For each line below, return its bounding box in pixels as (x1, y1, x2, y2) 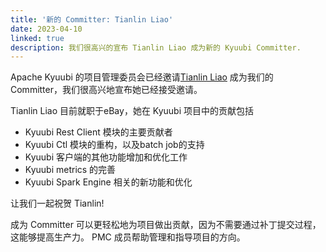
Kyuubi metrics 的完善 (24, 164, 117, 176)
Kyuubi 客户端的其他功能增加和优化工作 (24, 151, 188, 163)
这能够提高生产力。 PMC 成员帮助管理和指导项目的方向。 (10, 231, 246, 243)
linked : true (10, 33, 65, 43)
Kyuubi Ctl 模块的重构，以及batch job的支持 (24, 139, 205, 151)
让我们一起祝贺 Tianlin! (10, 197, 105, 210)
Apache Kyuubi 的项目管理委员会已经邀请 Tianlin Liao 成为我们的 (10, 71, 274, 83)
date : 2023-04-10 (10, 24, 83, 34)
